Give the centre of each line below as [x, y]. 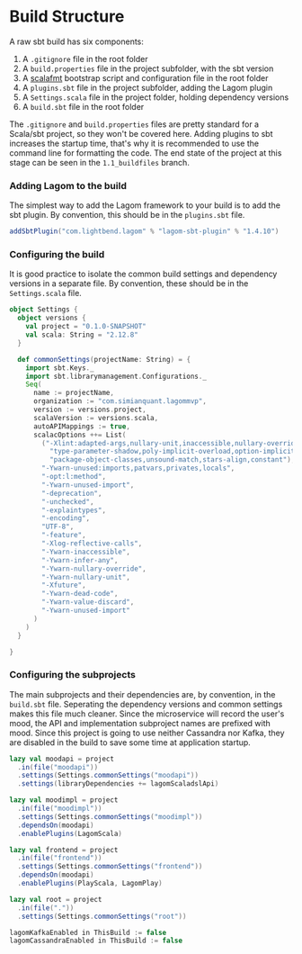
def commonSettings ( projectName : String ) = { [104, 359]
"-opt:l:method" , [74, 477]
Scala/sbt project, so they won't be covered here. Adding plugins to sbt [141, 133]
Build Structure [67, 17]
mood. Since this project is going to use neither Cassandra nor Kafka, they [147, 733]
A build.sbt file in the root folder [83, 106]
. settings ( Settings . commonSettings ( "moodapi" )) [108, 776]
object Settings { [44, 310]
